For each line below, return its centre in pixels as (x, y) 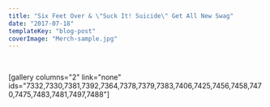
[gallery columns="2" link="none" (65, 77)
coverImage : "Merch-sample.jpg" (63, 39)
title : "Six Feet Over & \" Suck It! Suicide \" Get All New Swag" (121, 16)
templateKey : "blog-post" (52, 31)
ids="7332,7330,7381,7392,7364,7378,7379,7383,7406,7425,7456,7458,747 (135, 86)
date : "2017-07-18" (41, 24)
